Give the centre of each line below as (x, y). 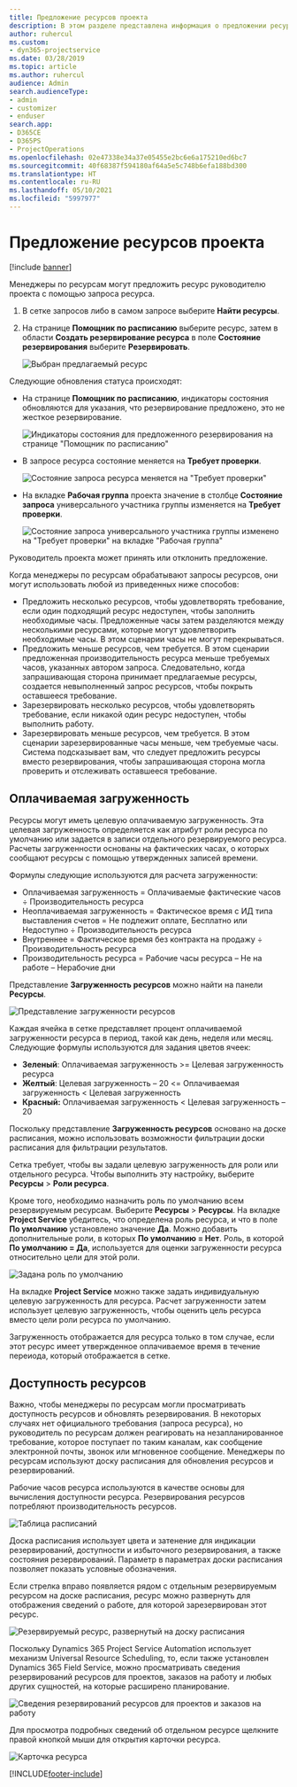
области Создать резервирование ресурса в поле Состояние (141, 337)
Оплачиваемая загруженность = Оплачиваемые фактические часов (151, 892)
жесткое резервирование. (72, 416)
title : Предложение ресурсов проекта (79, 17)
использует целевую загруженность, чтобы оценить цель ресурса (135, 1310)
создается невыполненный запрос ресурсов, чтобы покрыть (137, 686)
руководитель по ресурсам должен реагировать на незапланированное (146, 1433)
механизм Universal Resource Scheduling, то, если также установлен (139, 1659)
